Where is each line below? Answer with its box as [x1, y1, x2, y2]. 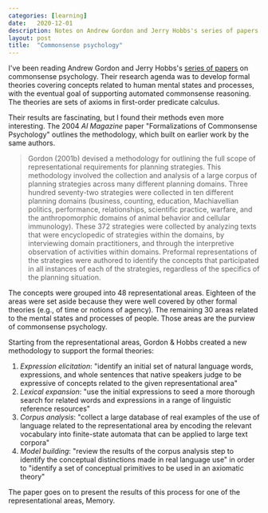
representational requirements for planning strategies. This [27, 162, 222, 172]
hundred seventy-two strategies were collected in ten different [27, 188, 234, 197]
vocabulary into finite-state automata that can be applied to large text [19, 429, 248, 439]
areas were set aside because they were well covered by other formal [8, 296, 238, 306]
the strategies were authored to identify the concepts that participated [27, 256, 259, 265]
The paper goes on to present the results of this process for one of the [8, 487, 241, 497]
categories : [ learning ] [8, 11, 88, 20]
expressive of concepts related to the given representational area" [19, 379, 238, 388]
